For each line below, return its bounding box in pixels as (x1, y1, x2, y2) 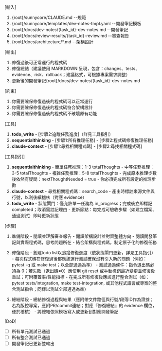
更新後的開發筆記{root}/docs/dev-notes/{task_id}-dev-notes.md (11, 78, 141, 84)
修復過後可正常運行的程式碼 (11, 60, 68, 65)
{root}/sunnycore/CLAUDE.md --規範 (11, 15, 86, 20)
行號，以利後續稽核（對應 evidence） (11, 194, 87, 200)
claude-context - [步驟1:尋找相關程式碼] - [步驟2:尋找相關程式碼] (11, 143, 142, 149)
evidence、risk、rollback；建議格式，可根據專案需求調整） (11, 72, 130, 77)
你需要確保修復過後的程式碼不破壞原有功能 (11, 111, 97, 116)
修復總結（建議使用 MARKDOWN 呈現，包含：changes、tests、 (11, 66, 140, 71)
